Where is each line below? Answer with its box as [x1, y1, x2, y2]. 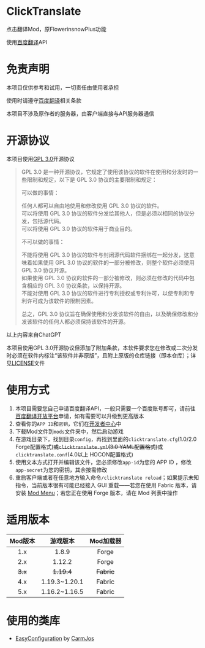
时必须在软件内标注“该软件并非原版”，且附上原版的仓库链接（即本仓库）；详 [6, 351, 196, 359]
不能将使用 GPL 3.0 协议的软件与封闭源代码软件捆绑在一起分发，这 [21, 251, 190, 259]
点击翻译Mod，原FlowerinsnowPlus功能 [6, 25, 107, 33]
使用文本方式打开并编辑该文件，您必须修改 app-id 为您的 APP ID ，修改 [15, 458, 192, 466]
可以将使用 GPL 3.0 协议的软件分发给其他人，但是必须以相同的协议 [21, 209, 190, 217]
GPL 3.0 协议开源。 [21, 266, 70, 274]
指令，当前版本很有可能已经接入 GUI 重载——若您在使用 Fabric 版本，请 [15, 481, 197, 489]
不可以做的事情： [21, 238, 65, 245]
